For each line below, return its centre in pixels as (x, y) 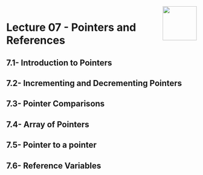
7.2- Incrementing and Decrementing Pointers (94, 83)
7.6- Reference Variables (54, 166)
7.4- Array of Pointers (48, 124)
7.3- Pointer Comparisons (56, 104)
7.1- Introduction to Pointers (59, 63)
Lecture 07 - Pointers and (71, 28)
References (36, 40)
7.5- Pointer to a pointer (51, 145)
